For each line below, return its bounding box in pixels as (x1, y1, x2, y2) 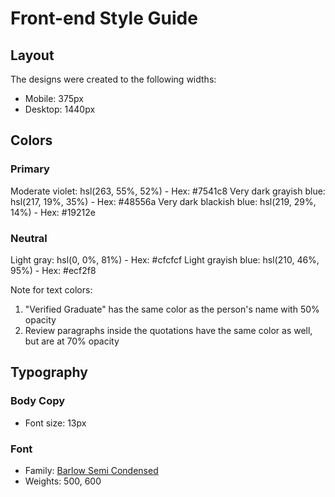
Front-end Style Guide (10, 7, 198, 30)
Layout (10, 47, 55, 64)
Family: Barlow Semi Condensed (24, 464, 159, 476)
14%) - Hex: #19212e (10, 206, 96, 218)
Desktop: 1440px (24, 103, 96, 115)
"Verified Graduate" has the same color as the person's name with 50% (24, 303, 320, 315)
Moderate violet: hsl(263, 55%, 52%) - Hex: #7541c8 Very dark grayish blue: (10, 185, 326, 197)
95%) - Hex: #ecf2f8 (10, 264, 97, 276)
